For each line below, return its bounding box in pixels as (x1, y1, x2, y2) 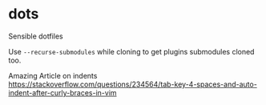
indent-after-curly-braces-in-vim (8, 87, 118, 97)
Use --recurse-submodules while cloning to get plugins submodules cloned (8, 46, 255, 56)
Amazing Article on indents (8, 71, 98, 80)
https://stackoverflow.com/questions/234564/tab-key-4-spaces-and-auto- (8, 79, 258, 89)
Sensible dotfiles (8, 31, 63, 41)
